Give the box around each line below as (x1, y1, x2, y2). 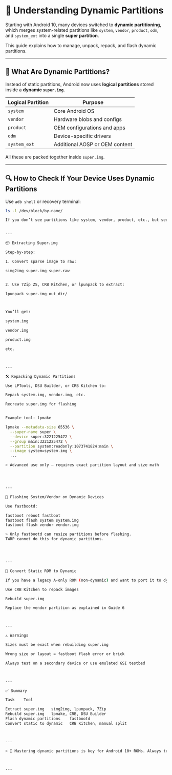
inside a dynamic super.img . (5, 87, 65, 93)
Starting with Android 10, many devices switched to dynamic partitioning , (5, 22, 161, 28)
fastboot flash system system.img (5, 518, 79, 523)
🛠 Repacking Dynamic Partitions (5, 374, 76, 379)
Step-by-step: (5, 250, 36, 255)
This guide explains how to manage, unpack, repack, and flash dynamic (5, 42, 157, 48)
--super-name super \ (10, 429, 56, 435)
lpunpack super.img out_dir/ (5, 291, 68, 296)
